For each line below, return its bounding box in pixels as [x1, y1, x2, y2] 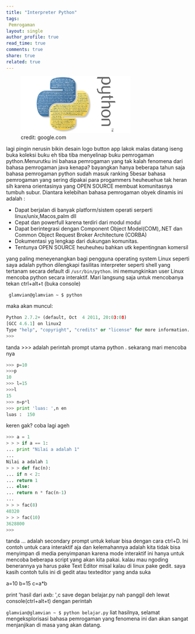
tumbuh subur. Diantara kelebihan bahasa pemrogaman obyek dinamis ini [6, 189, 183, 196]
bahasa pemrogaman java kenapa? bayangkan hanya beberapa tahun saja [6, 164, 186, 171]
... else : [6, 484, 30, 490]
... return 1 [6, 477, 38, 483]
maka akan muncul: [6, 303, 53, 310]
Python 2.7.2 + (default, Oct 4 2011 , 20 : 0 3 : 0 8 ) [6, 314, 127, 321]
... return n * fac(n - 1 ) [6, 490, 67, 496]
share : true [6, 53, 35, 59]
